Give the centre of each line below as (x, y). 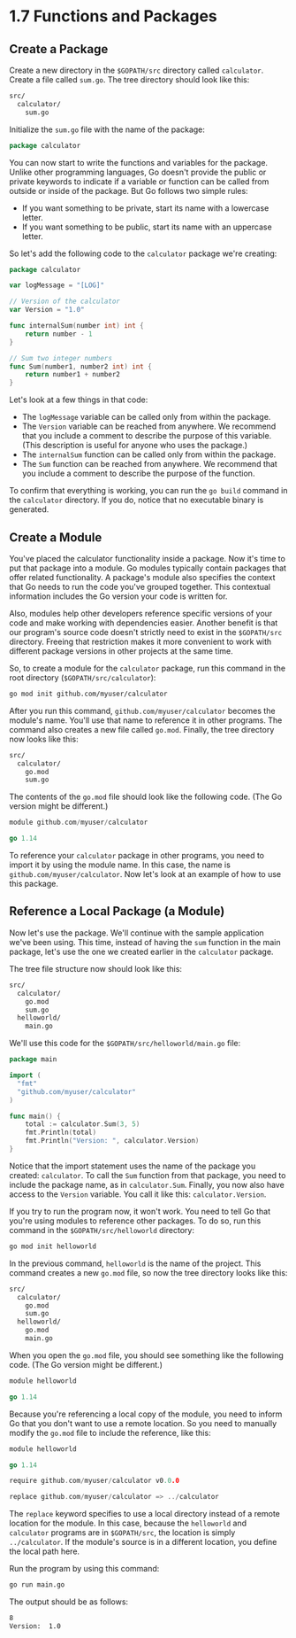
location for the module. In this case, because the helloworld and (128, 1523)
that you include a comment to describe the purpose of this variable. (147, 436)
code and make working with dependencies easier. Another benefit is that (144, 623)
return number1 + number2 (73, 375)
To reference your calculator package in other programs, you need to (137, 856)
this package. (34, 884)
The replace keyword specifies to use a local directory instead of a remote (145, 1514)
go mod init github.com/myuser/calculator (88, 694)
